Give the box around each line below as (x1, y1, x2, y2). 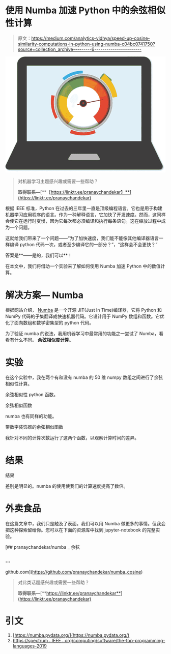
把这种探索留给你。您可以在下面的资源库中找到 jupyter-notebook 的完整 (5, 527, 156, 533)
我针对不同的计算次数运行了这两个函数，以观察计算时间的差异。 (5, 435, 139, 441)
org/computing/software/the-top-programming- (64, 638, 165, 644)
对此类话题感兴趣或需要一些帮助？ (17, 579, 90, 585)
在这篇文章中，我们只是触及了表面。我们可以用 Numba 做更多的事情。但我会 (5, 521, 166, 527)
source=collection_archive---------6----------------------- (17, 46, 141, 52)
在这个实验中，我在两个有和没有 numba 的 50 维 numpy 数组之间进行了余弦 (5, 374, 163, 380)
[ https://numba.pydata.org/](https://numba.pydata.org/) (12, 632, 130, 638)
